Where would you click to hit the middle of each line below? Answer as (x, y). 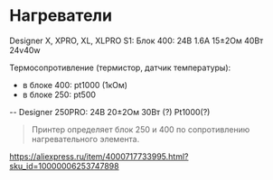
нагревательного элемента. (85, 139)
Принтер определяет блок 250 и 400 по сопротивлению (141, 129)
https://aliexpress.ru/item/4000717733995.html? (99, 156)
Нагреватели (61, 16)
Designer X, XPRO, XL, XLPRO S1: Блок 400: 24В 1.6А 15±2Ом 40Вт (136, 40)
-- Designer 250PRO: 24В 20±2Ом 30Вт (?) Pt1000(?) (110, 112)
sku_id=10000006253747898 (64, 166)
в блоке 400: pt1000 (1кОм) (75, 85)
